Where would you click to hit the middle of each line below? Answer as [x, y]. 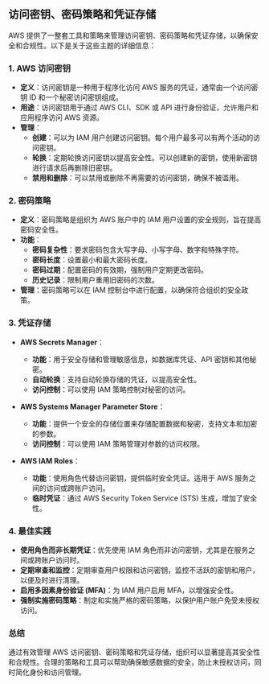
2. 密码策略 [30, 201]
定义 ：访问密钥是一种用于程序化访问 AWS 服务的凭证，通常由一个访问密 [139, 88]
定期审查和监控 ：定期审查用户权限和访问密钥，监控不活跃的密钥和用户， [139, 570]
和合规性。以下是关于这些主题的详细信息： [86, 45]
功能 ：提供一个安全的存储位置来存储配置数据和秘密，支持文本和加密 [145, 423]
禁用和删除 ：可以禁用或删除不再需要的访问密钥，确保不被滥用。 [137, 178]
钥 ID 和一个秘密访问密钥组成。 [71, 97]
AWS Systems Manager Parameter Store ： [92, 406]
